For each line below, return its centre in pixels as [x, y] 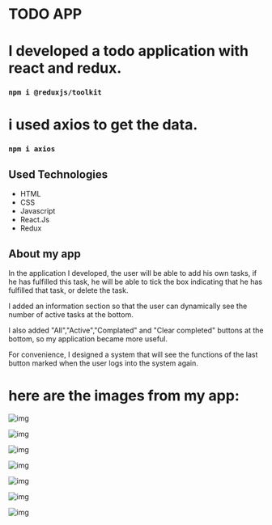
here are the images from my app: [124, 396]
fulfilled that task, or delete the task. [68, 290]
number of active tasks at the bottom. [71, 315]
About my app [45, 254]
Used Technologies [58, 174]
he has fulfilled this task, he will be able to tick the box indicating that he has [136, 282]
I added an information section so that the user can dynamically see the [128, 306]
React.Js [35, 220]
